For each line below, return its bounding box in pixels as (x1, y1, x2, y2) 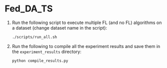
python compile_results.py (11, 58, 68, 63)
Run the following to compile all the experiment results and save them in (11, 43, 160, 49)
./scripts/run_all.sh (11, 34, 57, 39)
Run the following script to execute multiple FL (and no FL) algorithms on (11, 19, 162, 25)
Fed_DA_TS (4, 3, 53, 14)
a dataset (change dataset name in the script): (11, 24, 107, 30)
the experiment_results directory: (11, 48, 81, 54)
